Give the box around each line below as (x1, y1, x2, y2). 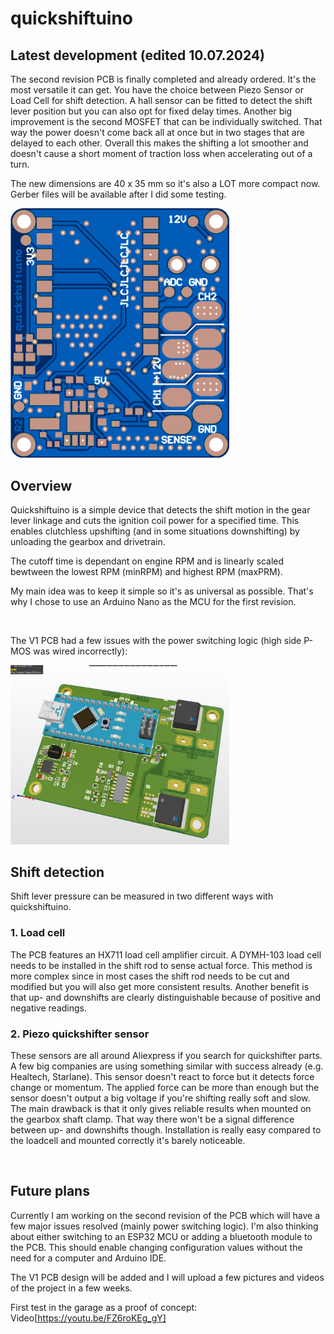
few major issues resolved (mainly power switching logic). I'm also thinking (10, 1220, 319, 1232)
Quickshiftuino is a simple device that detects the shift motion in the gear (10, 504, 311, 516)
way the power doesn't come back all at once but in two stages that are (10, 127, 305, 138)
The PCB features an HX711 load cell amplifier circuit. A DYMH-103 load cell (10, 948, 322, 961)
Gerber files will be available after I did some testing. (10, 188, 227, 200)
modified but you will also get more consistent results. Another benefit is (10, 980, 310, 992)
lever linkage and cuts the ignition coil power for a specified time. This (10, 515, 300, 527)
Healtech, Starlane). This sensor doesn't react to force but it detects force (10, 1071, 315, 1083)
